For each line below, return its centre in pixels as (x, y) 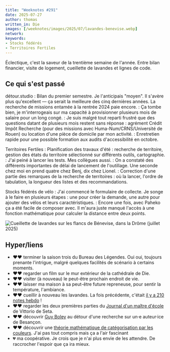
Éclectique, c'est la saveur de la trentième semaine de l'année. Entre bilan (82, 62)
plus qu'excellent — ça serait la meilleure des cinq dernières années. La (80, 102)
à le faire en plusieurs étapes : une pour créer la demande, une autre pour (83, 197)
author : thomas (21, 19)
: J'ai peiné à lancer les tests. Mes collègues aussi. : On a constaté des (79, 160)
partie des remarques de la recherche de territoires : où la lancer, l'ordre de (84, 177)
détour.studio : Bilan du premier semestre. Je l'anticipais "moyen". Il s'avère (84, 96)
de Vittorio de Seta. (33, 311)
